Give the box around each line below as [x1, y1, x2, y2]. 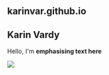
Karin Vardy [7, 29, 60, 41]
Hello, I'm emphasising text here [7, 47, 102, 56]
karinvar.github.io [7, 6, 87, 17]
